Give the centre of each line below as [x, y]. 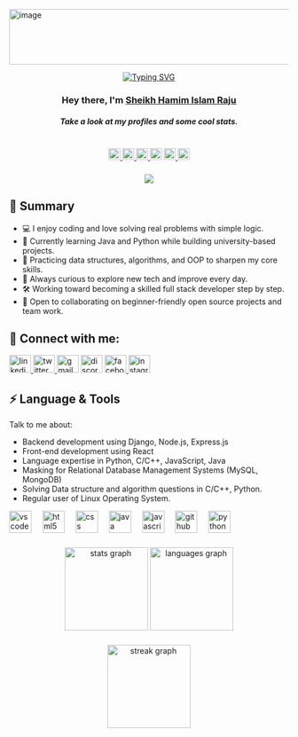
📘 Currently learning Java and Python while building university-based [149, 241]
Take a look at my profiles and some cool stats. [149, 121]
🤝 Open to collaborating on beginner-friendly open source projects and [152, 302]
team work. [43, 310]
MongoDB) [42, 480]
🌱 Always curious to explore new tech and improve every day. [135, 278]
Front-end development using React [88, 451]
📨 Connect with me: [64, 339]
